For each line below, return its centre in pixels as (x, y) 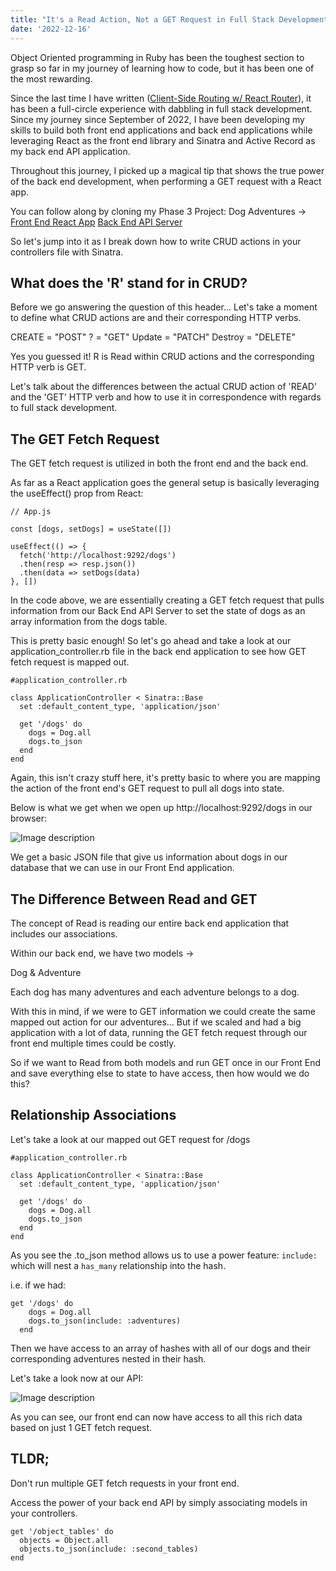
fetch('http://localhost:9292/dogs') (98, 556)
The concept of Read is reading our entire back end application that (150, 923)
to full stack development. (64, 408)
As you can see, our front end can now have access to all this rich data (156, 1417)
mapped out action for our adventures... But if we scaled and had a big (156, 1022)
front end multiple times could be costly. (93, 1043)
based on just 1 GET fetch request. (81, 1427)
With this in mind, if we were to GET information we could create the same (163, 1011)
